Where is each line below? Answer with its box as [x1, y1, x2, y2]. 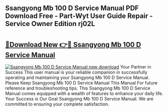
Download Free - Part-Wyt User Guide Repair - [5, 12, 153, 20]
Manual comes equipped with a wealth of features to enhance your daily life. [5, 90, 163, 96]
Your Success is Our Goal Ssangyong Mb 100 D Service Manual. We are [5, 96, 154, 101]
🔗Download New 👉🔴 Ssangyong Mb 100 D [5, 40, 141, 49]
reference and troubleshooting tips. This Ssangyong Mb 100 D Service [5, 85, 150, 91]
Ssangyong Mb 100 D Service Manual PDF [5, 4, 139, 12]
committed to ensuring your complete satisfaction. [5, 101, 109, 107]
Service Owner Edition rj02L [5, 19, 95, 28]
